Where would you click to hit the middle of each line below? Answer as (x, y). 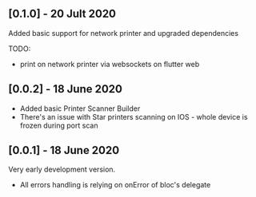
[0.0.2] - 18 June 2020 (65, 89)
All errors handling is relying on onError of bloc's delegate (115, 185)
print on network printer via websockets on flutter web (110, 64)
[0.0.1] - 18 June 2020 (64, 150)
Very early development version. (62, 169)
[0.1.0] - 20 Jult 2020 (62, 14)
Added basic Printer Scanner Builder (80, 108)
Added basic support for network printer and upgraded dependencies (123, 33)
